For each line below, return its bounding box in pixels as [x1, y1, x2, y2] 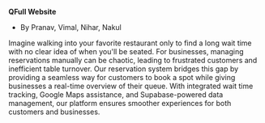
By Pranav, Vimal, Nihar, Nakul [19, 23, 122, 32]
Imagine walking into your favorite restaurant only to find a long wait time [8, 38, 253, 48]
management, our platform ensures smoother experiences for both [8, 99, 232, 108]
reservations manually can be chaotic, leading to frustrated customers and [8, 56, 258, 65]
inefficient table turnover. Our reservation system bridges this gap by [8, 64, 239, 74]
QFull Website [8, 7, 57, 16]
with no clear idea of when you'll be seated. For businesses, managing [8, 47, 245, 56]
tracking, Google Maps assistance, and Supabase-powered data [8, 90, 224, 100]
